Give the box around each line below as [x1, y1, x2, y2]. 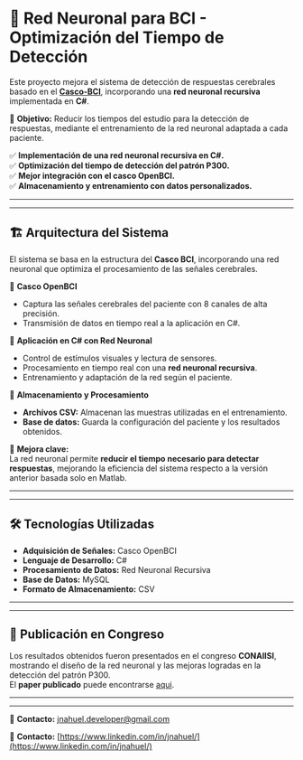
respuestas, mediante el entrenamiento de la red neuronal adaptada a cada [9, 122, 289, 134]
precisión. [22, 307, 60, 319]
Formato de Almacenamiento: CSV [22, 583, 155, 595]
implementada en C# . [9, 95, 90, 107]
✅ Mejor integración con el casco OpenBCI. [9, 170, 176, 181]
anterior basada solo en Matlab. [9, 472, 128, 483]
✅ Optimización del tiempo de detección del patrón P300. [9, 160, 230, 171]
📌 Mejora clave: [9, 443, 69, 455]
